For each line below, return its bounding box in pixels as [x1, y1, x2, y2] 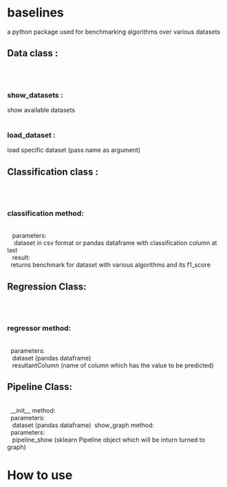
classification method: [7, 208, 84, 218]
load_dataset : [7, 130, 56, 140]
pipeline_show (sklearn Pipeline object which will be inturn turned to [12, 435, 205, 444]
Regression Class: [7, 281, 87, 292]
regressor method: [7, 323, 71, 333]
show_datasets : [7, 90, 63, 100]
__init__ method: [10, 407, 56, 415]
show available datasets [7, 106, 76, 114]
